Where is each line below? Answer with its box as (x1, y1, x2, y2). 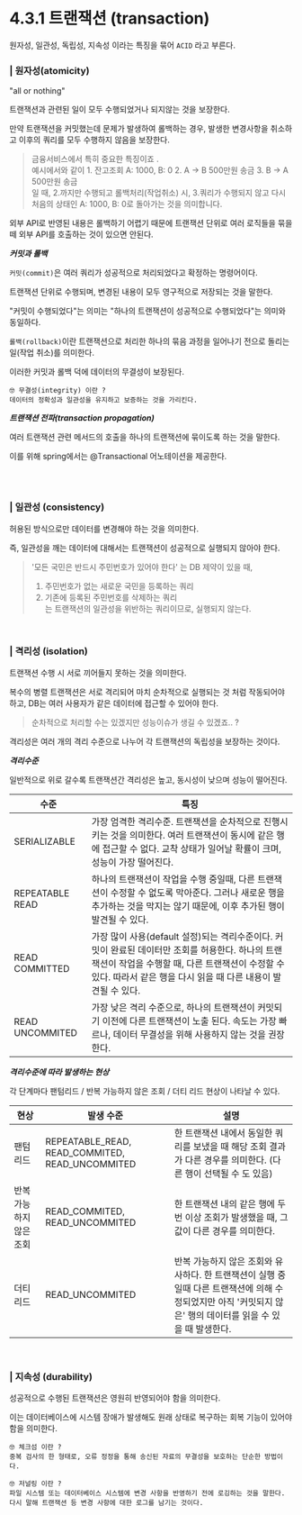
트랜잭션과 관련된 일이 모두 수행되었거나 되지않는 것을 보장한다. (9, 104, 231, 115)
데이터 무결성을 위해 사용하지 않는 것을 (112, 1028, 267, 1040)
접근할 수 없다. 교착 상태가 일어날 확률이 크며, (102, 842, 281, 855)
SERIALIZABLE (13, 835, 76, 848)
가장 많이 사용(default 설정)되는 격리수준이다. (91, 930, 273, 942)
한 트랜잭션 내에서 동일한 (173, 1127, 273, 1139)
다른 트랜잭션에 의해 (192, 1282, 273, 1294)
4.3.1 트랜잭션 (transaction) (9, 8, 210, 29)
